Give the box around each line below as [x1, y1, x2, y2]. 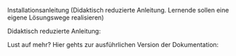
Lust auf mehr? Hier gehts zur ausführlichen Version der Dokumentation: [7, 41, 219, 48]
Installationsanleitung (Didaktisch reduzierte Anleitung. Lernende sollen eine [7, 6, 230, 14]
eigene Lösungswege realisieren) [7, 13, 105, 22]
